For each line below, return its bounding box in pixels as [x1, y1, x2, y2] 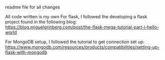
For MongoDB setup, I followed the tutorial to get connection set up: [5, 39, 145, 45]
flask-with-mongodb [5, 49, 47, 55]
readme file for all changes [5, 4, 60, 10]
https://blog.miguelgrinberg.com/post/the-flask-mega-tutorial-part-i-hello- [5, 24, 160, 30]
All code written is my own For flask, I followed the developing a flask [5, 14, 147, 19]
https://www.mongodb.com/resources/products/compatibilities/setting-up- [5, 44, 160, 50]
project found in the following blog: [5, 19, 77, 25]
